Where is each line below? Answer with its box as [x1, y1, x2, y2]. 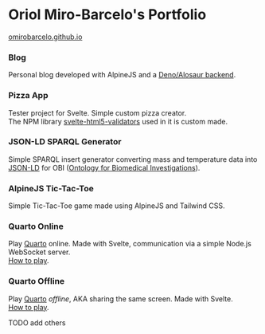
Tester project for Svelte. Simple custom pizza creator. [8, 108, 187, 117]
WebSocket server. [8, 247, 71, 257]
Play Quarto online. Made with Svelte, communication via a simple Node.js [8, 239, 252, 249]
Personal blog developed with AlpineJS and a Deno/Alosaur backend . [8, 70, 236, 80]
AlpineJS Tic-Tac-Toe [8, 183, 94, 194]
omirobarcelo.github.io [8, 32, 83, 41]
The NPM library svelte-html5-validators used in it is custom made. [8, 116, 228, 126]
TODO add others [8, 317, 66, 328]
